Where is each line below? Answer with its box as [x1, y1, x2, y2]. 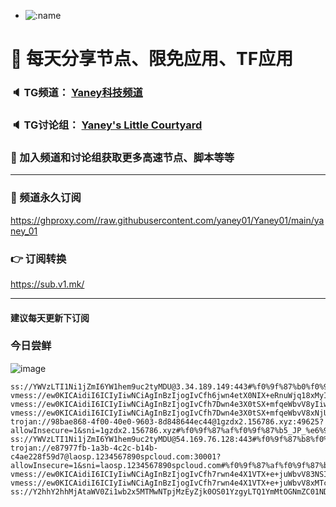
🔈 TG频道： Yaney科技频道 [10, 86, 143, 100]
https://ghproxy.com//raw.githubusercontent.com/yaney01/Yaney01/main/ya [10, 214, 325, 226]
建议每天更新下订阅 [10, 311, 90, 324]
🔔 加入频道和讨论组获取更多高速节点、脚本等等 [10, 150, 235, 164]
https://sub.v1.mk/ [10, 278, 85, 290]
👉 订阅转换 [10, 251, 67, 265]
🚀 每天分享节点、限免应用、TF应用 [10, 48, 294, 70]
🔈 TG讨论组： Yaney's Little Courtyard [10, 118, 203, 132]
